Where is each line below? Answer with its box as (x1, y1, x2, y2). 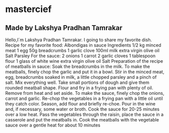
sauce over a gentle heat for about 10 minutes (5, 122, 101, 128)
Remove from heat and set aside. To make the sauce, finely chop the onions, (5, 90, 164, 96)
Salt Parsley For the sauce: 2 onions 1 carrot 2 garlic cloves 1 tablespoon (5, 53, 156, 59)
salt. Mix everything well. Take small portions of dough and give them (5, 79, 150, 85)
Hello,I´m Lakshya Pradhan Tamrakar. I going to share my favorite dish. (5, 37, 152, 43)
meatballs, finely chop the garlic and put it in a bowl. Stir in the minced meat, (5, 69, 164, 75)
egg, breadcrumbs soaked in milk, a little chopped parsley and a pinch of (5, 74, 157, 80)
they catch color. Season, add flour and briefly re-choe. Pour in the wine (5, 101, 155, 106)
